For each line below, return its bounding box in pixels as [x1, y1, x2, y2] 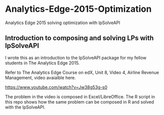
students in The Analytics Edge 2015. [5, 60, 80, 66]
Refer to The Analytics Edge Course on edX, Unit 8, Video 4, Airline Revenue [5, 69, 159, 75]
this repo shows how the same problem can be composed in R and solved [5, 99, 154, 105]
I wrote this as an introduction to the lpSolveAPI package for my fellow [5, 55, 147, 60]
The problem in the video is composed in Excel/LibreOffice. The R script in [5, 93, 155, 99]
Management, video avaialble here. [5, 75, 76, 81]
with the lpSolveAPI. [5, 104, 46, 110]
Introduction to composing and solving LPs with [5, 34, 154, 42]
